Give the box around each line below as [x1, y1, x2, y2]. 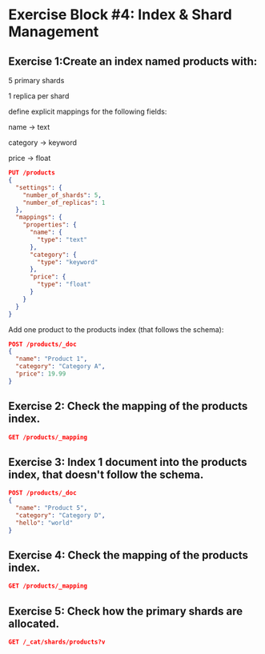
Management [8, 22, 99, 41]
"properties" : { [22, 221, 78, 229]
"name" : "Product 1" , [15, 355, 88, 363]
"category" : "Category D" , [15, 511, 106, 520]
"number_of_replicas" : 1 [22, 199, 106, 207]
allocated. [8, 616, 60, 630]
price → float [8, 154, 51, 162]
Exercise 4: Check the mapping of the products [8, 548, 248, 562]
